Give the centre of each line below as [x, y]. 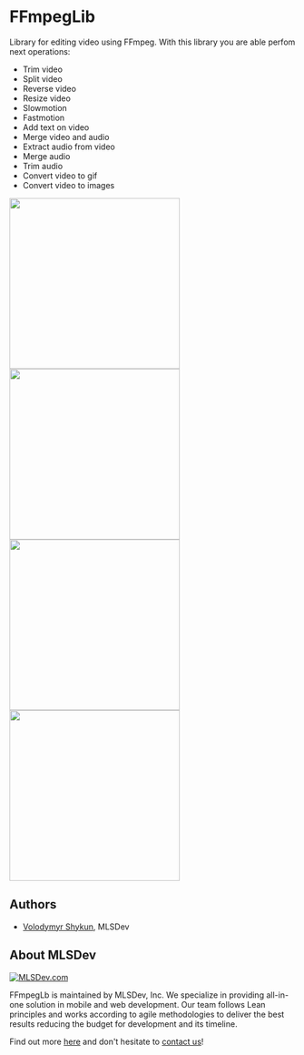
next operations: [40, 51]
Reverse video [49, 88]
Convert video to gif [60, 176]
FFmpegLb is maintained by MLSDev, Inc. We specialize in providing [137, 995]
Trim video [43, 69]
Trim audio [43, 166]
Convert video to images [69, 185]
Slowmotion [45, 107]
